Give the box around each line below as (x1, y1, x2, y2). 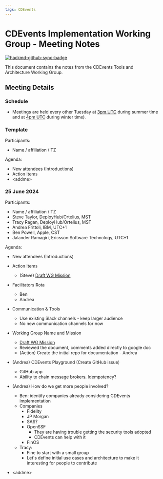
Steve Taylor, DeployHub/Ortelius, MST (12, 214, 91, 220)
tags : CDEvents (5, 7, 36, 12)
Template (5, 126, 28, 133)
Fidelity (26, 408, 42, 414)
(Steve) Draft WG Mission (19, 272, 71, 278)
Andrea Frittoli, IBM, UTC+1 (12, 224, 67, 230)
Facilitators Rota (12, 282, 45, 287)
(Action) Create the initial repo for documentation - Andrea (19, 349, 138, 356)
